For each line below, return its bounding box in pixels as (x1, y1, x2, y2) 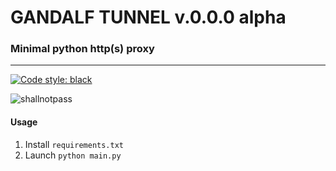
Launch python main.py (24, 149, 122, 161)
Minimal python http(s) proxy (10, 42, 155, 56)
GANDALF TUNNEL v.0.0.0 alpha (10, 6, 287, 29)
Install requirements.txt (24, 138, 124, 150)
